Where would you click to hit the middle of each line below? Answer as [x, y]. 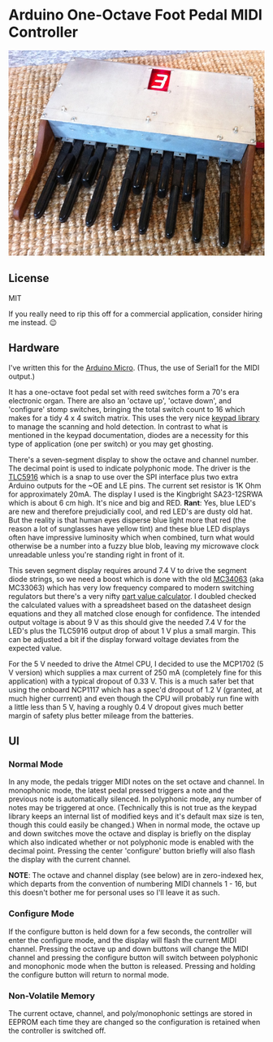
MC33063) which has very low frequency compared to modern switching [131, 588]
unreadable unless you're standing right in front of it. [97, 554]
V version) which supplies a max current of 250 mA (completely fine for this [135, 672]
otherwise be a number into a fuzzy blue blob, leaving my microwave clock [134, 545]
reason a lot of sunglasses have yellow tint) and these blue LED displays [129, 528]
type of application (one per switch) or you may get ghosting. [111, 444]
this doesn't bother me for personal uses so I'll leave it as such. [114, 892]
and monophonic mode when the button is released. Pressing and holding [132, 966]
